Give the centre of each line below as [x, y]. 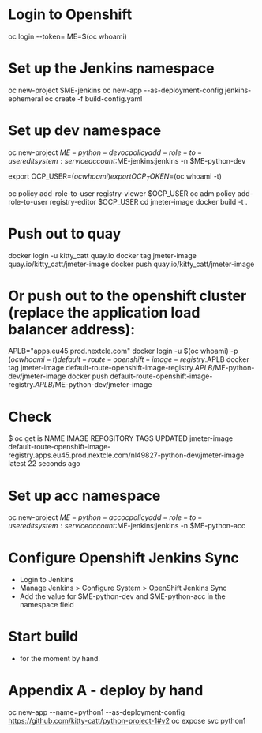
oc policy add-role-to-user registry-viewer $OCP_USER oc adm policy [122, 193]
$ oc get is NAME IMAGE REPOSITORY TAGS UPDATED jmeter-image [121, 438]
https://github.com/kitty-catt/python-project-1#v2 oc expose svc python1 [127, 721]
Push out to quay [65, 233]
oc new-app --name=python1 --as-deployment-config [97, 712]
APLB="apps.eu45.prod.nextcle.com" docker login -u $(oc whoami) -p [123, 351]
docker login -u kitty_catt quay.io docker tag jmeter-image [103, 255]
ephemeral [26, 98]
